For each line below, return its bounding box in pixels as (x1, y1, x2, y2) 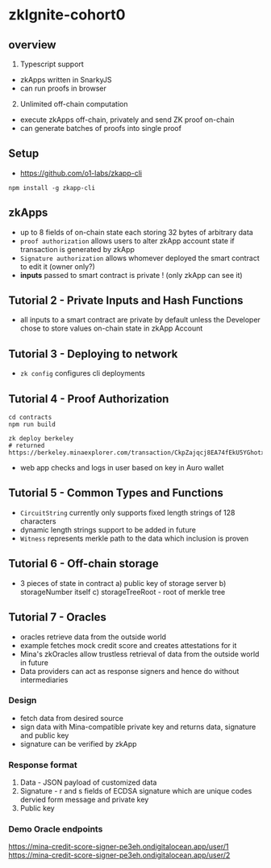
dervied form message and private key (19, 794, 149, 805)
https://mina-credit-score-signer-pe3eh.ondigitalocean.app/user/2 (8, 850, 231, 860)
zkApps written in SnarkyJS (19, 75, 112, 84)
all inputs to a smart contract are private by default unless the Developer (19, 315, 261, 325)
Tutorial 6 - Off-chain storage (8, 557, 159, 571)
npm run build (8, 420, 56, 429)
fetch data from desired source (19, 713, 123, 723)
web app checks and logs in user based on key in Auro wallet (19, 463, 224, 473)
